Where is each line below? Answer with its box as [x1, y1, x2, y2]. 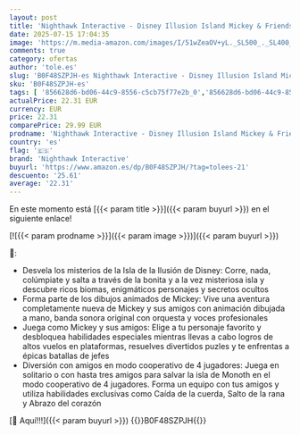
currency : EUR [9, 105, 62, 113]
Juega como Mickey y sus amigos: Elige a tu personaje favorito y [21, 322, 262, 333]
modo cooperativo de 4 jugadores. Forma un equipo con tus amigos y [21, 379, 279, 389]
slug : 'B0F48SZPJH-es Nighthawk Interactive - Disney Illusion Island [9, 71, 278, 80]
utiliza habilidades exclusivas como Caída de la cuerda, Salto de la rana [21, 389, 286, 399]
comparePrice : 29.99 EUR [9, 121, 102, 130]
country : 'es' [9, 138, 62, 146]
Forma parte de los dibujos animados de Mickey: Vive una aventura [21, 294, 271, 305]
